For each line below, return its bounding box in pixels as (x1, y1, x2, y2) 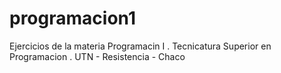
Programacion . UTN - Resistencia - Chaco (9, 50, 186, 62)
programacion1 (9, 7, 136, 30)
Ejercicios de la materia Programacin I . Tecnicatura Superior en (9, 40, 272, 52)
